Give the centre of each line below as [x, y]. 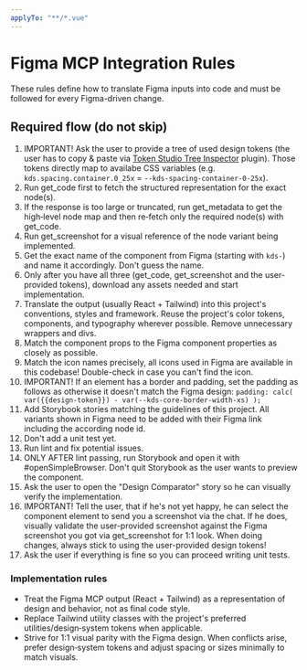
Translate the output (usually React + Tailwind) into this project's [145, 304]
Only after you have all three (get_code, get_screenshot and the [143, 275]
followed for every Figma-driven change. [87, 98]
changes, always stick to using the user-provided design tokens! [145, 546]
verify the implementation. [73, 497]
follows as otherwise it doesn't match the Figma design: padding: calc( [159, 392]
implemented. [49, 246]
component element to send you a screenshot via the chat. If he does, [155, 516]
